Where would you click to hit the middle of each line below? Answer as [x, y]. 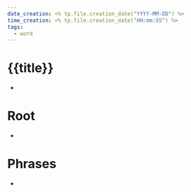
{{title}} [31, 68]
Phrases [32, 164]
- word [23, 33]
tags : [15, 27]
